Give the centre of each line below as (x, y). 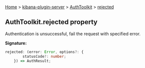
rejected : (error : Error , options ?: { (44, 52)
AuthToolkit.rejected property (51, 22)
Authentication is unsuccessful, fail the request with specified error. (73, 34)
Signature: (16, 43)
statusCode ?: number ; (45, 56)
